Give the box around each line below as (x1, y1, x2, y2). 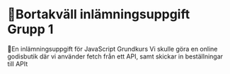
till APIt (7, 59, 28, 68)
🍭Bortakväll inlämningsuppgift (7, 6, 190, 23)
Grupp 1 (7, 21, 54, 37)
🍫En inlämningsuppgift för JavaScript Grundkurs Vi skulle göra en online (7, 44, 218, 53)
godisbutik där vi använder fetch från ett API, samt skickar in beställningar (7, 52, 224, 61)
